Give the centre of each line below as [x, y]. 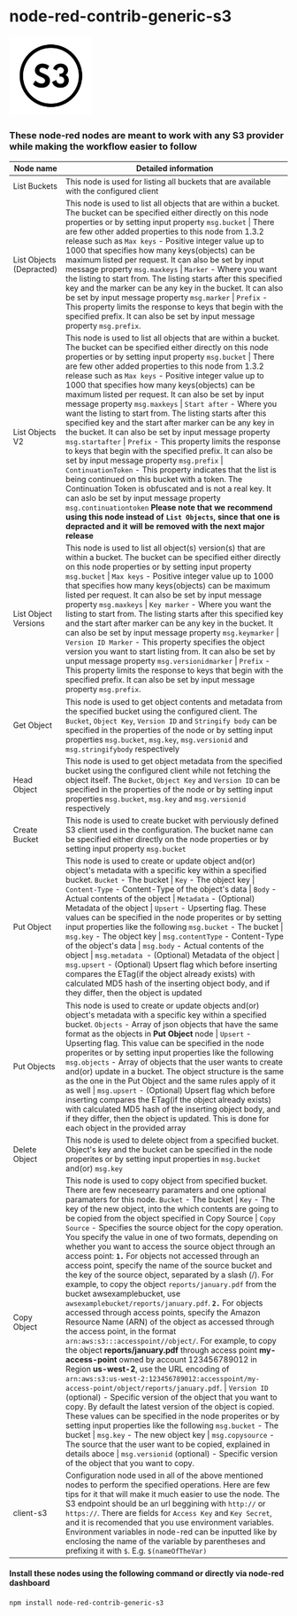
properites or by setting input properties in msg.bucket [163, 1159]
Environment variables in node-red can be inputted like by [171, 1532]
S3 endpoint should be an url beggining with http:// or [166, 1503]
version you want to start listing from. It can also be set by [171, 652]
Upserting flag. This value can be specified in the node [165, 1042]
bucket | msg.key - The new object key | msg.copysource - [170, 1435]
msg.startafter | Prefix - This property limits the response [173, 441]
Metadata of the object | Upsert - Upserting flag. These [166, 908]
